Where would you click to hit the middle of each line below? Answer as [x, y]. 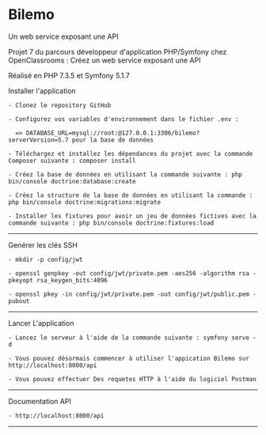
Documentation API [40, 401]
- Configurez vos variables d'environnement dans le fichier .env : [123, 119]
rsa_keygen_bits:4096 [72, 280]
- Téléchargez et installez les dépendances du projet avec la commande [131, 153]
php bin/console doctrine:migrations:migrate [84, 202]
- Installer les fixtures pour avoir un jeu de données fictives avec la [133, 216]
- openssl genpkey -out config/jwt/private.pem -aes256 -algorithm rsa [129, 273]
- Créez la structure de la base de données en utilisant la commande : [131, 195]
